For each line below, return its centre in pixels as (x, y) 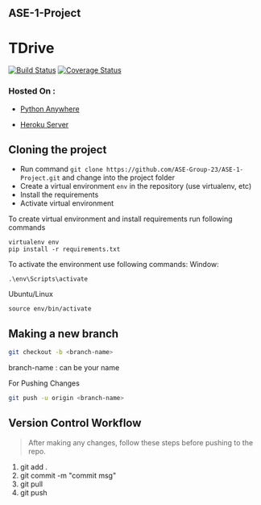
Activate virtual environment (67, 203)
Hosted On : (32, 91)
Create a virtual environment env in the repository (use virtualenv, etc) (136, 186)
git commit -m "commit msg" (68, 475)
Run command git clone (61, 169)
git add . (34, 466)
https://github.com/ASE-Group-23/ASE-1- (175, 170)
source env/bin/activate (50, 309)
